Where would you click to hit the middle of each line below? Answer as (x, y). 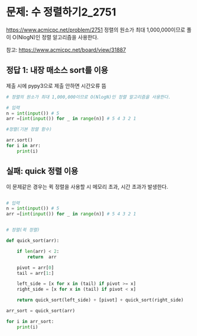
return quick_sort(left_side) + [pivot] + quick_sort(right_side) (100, 300)
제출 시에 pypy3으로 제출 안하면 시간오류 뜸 (56, 85)
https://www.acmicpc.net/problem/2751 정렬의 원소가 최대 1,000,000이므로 (96, 30)
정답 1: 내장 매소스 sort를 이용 (57, 70)
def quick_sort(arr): (33, 241)
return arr (42, 257)
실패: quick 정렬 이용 (42, 171)
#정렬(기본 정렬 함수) (29, 129)
